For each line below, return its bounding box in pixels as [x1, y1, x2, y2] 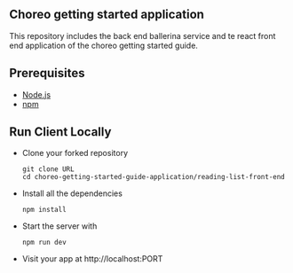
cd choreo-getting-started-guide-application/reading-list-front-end [21, 173, 286, 182]
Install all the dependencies [21, 188, 123, 199]
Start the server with [21, 221, 98, 231]
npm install [21, 206, 67, 214]
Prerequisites [9, 66, 85, 81]
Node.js [21, 89, 51, 100]
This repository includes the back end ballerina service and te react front [9, 30, 276, 41]
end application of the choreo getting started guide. [9, 40, 198, 51]
